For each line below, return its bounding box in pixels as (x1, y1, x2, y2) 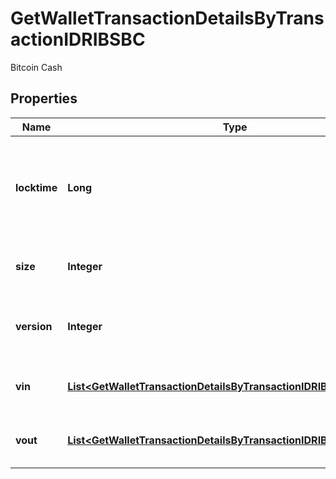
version (15, 319, 53, 333)
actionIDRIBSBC (10, 28, 146, 51)
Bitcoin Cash (10, 61, 63, 73)
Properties (10, 90, 78, 107)
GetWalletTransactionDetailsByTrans (10, 7, 325, 30)
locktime (15, 180, 58, 194)
